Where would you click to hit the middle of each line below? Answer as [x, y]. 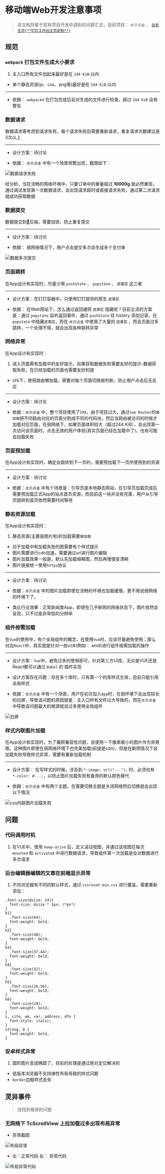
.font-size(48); [26, 935]
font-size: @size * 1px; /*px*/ [43, 905]
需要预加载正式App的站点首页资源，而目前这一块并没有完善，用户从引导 [85, 494]
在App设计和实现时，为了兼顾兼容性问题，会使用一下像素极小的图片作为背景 [82, 742]
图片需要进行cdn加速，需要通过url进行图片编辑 [59, 553]
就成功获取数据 [20, 196]
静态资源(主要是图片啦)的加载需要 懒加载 [52, 536]
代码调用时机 [20, 835]
